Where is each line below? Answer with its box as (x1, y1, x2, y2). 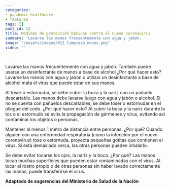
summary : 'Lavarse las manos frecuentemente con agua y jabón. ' (5, 36, 146, 41)
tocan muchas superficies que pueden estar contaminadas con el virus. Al (5, 158, 161, 164)
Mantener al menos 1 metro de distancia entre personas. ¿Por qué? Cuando (5, 126, 163, 132)
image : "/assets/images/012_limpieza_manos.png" (5, 41, 110, 46)
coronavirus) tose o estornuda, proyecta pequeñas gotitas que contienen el (5, 137, 163, 143)
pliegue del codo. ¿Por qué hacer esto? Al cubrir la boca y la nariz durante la (5, 105, 165, 111)
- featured (5, 17, 28, 22)
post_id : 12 (5, 26, 30, 31)
